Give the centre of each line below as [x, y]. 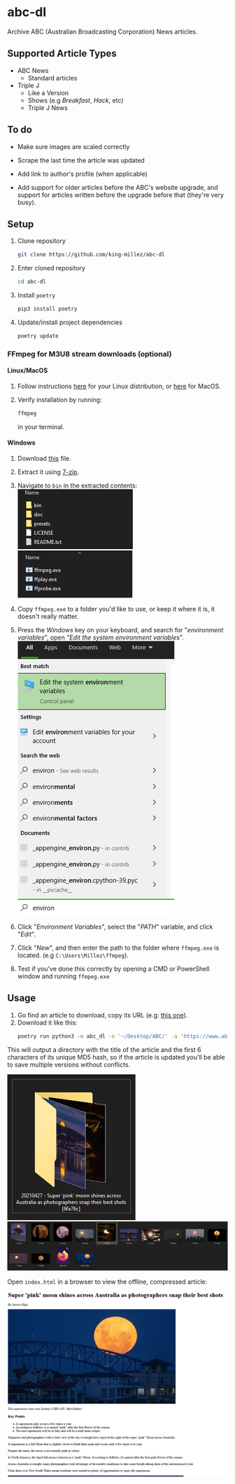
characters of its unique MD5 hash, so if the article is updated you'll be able [116, 1057]
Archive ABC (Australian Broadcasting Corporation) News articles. [102, 32]
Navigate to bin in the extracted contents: [77, 486]
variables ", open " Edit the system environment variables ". [100, 637]
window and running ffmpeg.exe [63, 976]
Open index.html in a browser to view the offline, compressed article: [107, 1282]
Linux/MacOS [28, 370]
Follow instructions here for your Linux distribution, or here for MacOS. [119, 386]
